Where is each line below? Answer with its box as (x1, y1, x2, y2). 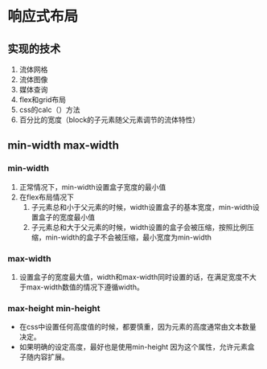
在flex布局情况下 (18, 192, 74, 202)
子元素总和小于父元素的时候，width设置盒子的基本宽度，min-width (31, 202, 253, 211)
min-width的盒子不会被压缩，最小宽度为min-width (45, 232, 212, 242)
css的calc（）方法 (18, 105, 80, 114)
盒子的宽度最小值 (38, 212, 96, 222)
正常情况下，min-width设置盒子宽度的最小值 (18, 182, 166, 191)
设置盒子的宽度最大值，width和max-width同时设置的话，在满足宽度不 (18, 272, 250, 281)
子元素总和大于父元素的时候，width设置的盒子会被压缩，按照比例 (31, 222, 248, 232)
